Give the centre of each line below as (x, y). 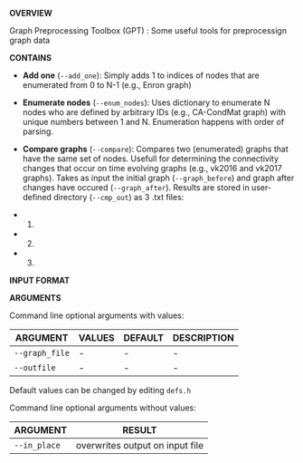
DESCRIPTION (204, 338)
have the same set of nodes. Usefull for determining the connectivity (150, 159)
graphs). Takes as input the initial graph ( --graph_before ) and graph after (158, 178)
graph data (30, 40)
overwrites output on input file (139, 445)
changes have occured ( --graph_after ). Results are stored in (136, 188)
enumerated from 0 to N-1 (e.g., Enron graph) (107, 85)
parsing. (38, 131)
